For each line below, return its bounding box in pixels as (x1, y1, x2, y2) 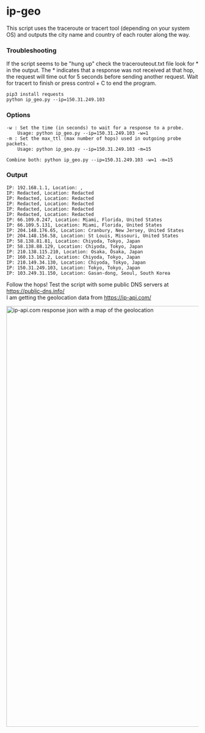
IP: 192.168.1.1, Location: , (6, 184, 84, 190)
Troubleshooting (6, 46, 57, 54)
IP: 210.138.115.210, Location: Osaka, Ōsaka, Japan (6, 248, 143, 255)
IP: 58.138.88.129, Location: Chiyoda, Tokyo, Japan (6, 243, 143, 250)
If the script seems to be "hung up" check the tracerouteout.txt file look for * (6, 60, 199, 68)
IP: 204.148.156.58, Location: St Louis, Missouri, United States (6, 233, 179, 239)
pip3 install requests (6, 92, 64, 98)
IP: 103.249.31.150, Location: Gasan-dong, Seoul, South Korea (6, 270, 171, 276)
